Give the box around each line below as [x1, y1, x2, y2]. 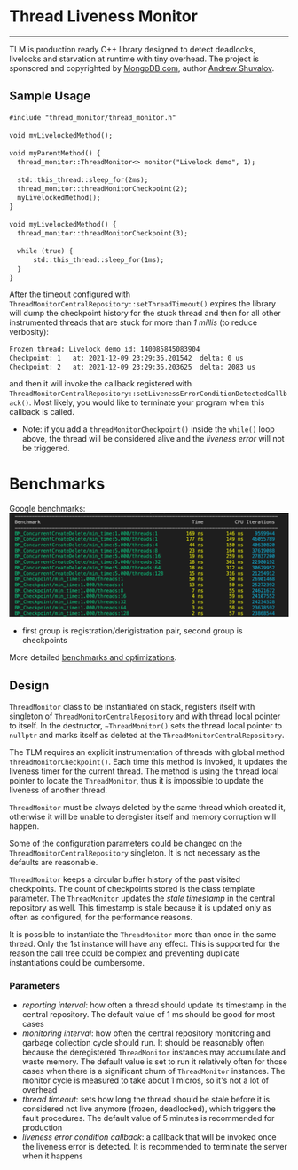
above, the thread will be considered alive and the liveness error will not [21, 433, 286, 443]
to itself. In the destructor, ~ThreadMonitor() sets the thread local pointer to [9, 720, 283, 731]
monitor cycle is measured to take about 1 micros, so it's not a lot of [21, 1075, 270, 1086]
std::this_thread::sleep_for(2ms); [17, 175, 149, 184]
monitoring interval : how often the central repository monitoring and [21, 1028, 271, 1039]
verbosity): [9, 326, 49, 337]
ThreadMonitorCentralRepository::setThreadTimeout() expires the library [9, 298, 277, 308]
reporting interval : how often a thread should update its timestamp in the [21, 999, 287, 1010]
